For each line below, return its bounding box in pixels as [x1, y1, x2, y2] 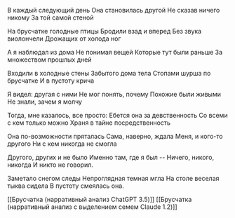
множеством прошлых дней [7, 55, 92, 64]
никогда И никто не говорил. [7, 161, 93, 169]
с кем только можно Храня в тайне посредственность [7, 118, 170, 127]
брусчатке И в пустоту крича [7, 76, 95, 85]
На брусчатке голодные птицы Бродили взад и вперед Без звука [7, 27, 202, 35]
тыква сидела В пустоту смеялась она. [7, 182, 124, 190]
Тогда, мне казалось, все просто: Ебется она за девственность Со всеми [7, 111, 228, 119]
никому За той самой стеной [7, 13, 94, 22]
